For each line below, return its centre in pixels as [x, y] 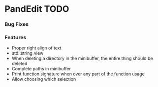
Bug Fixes [17, 24]
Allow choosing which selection [44, 79]
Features [16, 38]
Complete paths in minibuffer [41, 69]
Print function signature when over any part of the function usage [78, 74]
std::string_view [28, 53]
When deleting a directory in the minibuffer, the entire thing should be [82, 58]
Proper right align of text [37, 48]
